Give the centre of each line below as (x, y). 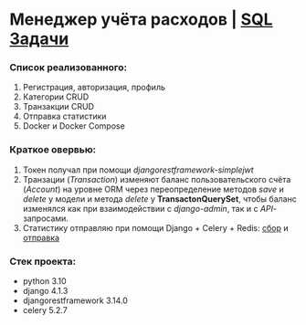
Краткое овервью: (53, 150)
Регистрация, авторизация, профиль (94, 88)
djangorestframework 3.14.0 (75, 300)
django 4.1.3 (45, 291)
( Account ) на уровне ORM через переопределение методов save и (153, 189)
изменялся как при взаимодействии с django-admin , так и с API (148, 208)
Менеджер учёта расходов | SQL (141, 20)
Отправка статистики (64, 116)
